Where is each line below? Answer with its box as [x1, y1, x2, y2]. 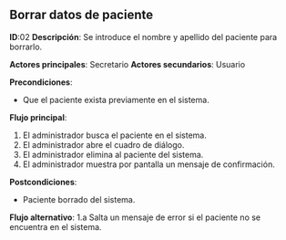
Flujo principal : [9, 111, 67, 122]
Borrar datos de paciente [9, 7, 153, 23]
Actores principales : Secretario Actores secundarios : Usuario [9, 58, 246, 69]
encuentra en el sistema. [9, 221, 102, 232]
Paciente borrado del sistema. [22, 193, 136, 204]
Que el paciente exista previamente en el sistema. [22, 94, 209, 105]
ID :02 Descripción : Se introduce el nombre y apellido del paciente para [9, 31, 278, 42]
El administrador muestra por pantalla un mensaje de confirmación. [22, 159, 275, 170]
